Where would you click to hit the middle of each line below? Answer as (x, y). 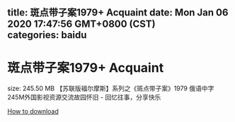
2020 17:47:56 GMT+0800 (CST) (81, 24)
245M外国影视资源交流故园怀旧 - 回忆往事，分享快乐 (84, 97)
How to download (33, 111)
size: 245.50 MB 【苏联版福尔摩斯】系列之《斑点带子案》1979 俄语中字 (111, 89)
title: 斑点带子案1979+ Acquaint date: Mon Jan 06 (118, 13)
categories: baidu (47, 35)
